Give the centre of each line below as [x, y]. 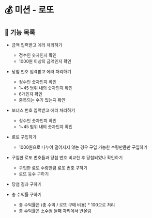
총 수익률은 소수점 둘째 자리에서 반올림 [55, 211]
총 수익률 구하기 [26, 195]
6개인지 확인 [30, 94]
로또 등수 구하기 [34, 174]
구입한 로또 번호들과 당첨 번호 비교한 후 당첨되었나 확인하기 [67, 157]
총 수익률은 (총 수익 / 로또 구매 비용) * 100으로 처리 [67, 205]
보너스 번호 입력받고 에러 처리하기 [43, 110]
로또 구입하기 [24, 137]
